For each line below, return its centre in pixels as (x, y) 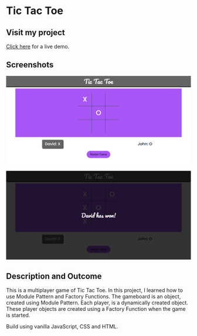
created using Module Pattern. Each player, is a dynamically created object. (97, 303)
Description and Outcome (54, 276)
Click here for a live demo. (38, 46)
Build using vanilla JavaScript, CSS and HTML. (62, 326)
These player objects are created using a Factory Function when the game (96, 308)
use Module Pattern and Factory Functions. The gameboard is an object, (94, 296)
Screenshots (30, 65)
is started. (18, 315)
